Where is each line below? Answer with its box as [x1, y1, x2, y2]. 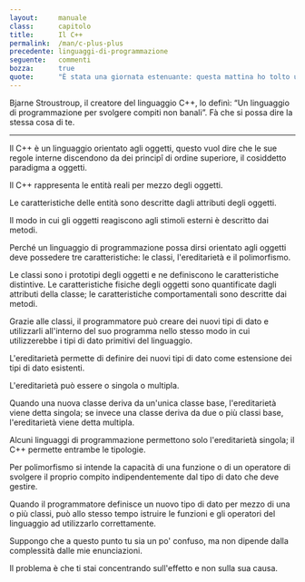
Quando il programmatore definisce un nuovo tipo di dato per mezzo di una [9, 498, 290, 509]
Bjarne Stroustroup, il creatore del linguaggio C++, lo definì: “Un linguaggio [9, 97, 290, 108]
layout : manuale [9, 13, 88, 23]
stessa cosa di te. [9, 116, 75, 127]
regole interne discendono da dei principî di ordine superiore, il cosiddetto [9, 152, 287, 163]
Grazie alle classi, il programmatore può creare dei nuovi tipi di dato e [9, 315, 270, 327]
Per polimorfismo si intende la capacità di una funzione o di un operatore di [9, 461, 290, 472]
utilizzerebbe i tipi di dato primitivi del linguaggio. [9, 335, 193, 346]
